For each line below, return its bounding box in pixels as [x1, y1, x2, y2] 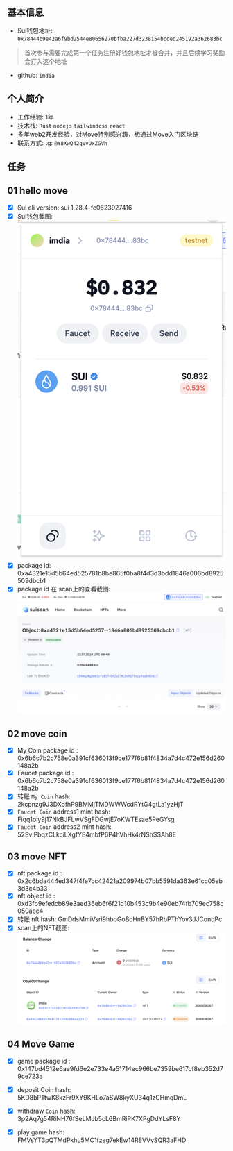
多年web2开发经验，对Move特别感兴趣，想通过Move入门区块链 [17, 130, 199, 138]
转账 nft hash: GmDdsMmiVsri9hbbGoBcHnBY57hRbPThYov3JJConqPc [17, 915, 223, 923]
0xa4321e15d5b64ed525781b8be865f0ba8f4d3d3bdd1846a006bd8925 [17, 569, 224, 578]
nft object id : [17, 891, 55, 900]
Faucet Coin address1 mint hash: [17, 807, 111, 816]
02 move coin [7, 728, 67, 739]
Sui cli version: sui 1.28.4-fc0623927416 [17, 203, 132, 212]
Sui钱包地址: [17, 26, 53, 35]
